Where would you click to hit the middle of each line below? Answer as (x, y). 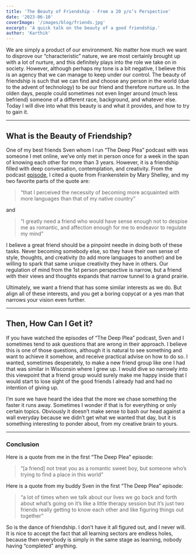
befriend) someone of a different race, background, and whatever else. (91, 99)
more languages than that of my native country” (78, 198)
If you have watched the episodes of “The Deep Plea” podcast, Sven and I (95, 337)
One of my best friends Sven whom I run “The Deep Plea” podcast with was (97, 150)
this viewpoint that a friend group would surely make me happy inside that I (96, 375)
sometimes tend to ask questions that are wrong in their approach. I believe (97, 344)
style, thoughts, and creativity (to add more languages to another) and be (94, 257)
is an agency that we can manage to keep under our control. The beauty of (96, 75)
